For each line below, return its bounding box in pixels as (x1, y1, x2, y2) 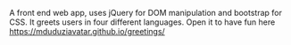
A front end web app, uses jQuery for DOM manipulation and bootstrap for (9, 8, 283, 18)
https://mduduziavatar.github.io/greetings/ (9, 26, 165, 36)
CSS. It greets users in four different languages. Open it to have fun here (9, 17, 276, 27)
